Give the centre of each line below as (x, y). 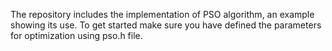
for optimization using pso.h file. (76, 35)
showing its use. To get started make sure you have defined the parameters (166, 25)
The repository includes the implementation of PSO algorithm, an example (162, 14)
